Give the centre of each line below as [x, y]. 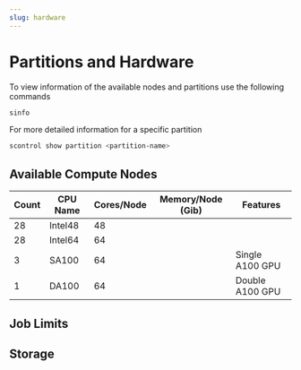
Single [249, 254]
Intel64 [64, 240]
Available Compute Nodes [84, 174]
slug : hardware [38, 17]
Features [261, 205]
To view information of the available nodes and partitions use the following [147, 87]
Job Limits [39, 323]
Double [250, 280]
